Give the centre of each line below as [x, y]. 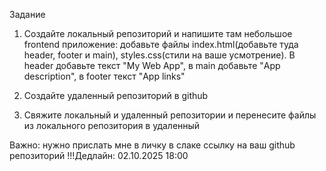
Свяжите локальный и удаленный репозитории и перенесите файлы [170, 115]
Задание [27, 14]
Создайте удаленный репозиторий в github [116, 95]
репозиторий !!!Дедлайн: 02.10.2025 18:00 [99, 155]
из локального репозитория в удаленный [112, 125]
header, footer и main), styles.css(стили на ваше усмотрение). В [159, 55]
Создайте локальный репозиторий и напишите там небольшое [158, 33]
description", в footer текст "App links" [104, 76]
